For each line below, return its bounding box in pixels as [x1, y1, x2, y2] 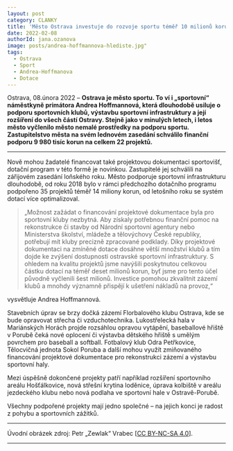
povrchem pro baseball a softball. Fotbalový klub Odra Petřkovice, [7, 338, 196, 347]
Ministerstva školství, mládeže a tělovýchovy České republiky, [24, 230, 202, 239]
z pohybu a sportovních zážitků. [7, 409, 99, 418]
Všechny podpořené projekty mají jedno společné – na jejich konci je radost [7, 402, 223, 410]
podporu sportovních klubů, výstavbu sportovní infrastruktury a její [7, 108, 207, 117]
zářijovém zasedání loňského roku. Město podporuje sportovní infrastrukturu [7, 173, 226, 181]
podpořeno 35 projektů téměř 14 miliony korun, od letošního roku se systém [7, 187, 223, 196]
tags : [7, 49, 23, 56]
